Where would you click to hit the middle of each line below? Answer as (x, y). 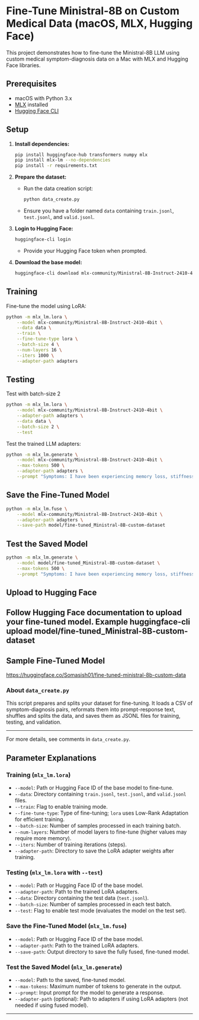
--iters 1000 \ (36, 355)
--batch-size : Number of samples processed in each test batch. (93, 904)
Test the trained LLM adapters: (44, 444)
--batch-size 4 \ (38, 344)
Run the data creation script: (58, 189)
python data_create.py (52, 199)
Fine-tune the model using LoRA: (46, 306)
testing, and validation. (34, 722)
